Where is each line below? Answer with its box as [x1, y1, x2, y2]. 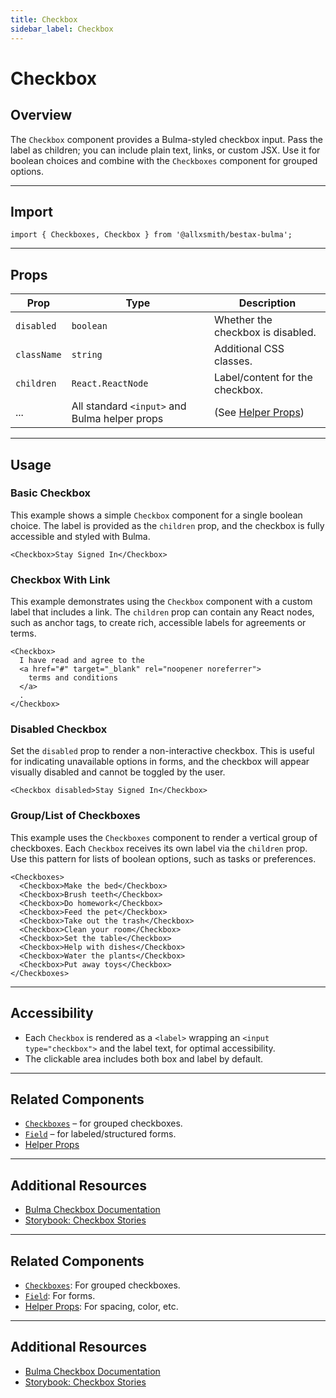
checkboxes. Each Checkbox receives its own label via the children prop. [10, 842, 308, 854]
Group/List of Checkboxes [10, 809, 141, 823]
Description [238, 296, 297, 310]
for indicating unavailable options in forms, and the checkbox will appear [10, 756, 310, 768]
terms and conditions [28, 673, 118, 683]
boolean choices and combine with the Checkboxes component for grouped [10, 154, 318, 166]
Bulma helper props [71, 412, 164, 426]
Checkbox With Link [10, 572, 111, 586]
